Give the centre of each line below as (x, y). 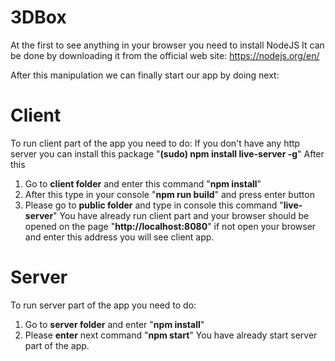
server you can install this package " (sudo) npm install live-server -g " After (167, 153)
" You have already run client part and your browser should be (181, 215)
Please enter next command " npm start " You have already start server (171, 335)
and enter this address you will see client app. (119, 237)
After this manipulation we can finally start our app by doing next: (145, 75)
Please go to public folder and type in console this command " (154, 205)
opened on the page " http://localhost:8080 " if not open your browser (170, 226)
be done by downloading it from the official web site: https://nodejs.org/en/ (165, 55)
